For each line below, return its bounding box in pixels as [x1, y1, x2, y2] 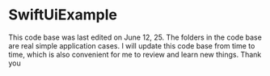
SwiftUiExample [8, 6, 118, 24]
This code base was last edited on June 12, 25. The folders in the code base [8, 32, 263, 42]
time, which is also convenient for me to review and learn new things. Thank [8, 49, 262, 59]
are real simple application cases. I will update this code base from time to [8, 40, 255, 50]
